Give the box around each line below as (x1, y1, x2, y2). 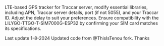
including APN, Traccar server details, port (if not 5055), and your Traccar (5, 9, 158, 15)
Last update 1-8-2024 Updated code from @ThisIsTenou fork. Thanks (5, 35, 150, 41)
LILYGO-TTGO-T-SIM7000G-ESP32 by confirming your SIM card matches (5, 20, 158, 26)
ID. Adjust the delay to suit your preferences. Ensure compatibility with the (5, 15, 159, 20)
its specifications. (5, 25, 41, 31)
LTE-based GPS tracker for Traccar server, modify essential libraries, (5, 4, 148, 10)
